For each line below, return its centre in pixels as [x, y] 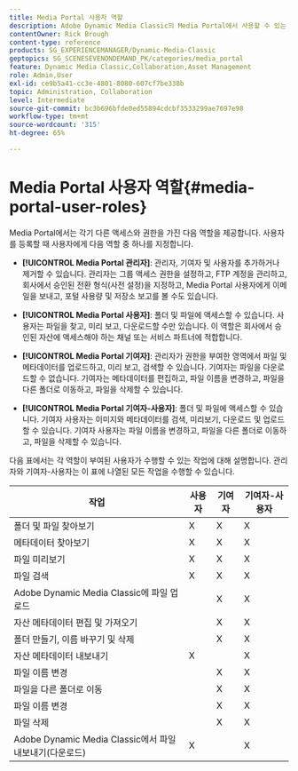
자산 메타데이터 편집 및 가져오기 [76, 623]
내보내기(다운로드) [50, 752]
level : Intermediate [47, 100]
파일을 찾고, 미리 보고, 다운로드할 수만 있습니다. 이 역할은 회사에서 [159, 326]
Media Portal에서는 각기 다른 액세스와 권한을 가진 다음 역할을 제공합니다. [135, 233]
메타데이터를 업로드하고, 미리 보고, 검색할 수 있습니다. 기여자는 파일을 [141, 367]
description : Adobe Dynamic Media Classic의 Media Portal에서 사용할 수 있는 [148, 26]
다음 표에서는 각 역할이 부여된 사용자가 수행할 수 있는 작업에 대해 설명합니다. [141, 460]
